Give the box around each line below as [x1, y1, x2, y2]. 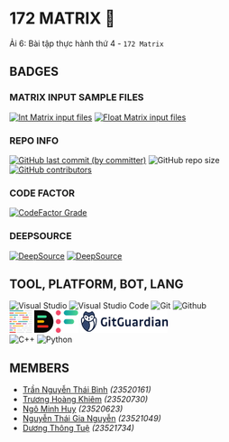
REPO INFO [9, 134, 60, 147]
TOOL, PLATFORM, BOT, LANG [9, 276, 184, 291]
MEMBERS [9, 360, 70, 375]
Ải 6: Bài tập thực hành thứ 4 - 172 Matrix [9, 38, 164, 49]
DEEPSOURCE [9, 230, 72, 243]
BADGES [9, 64, 60, 79]
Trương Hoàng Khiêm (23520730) [22, 394, 149, 405]
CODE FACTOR [9, 187, 75, 199]
